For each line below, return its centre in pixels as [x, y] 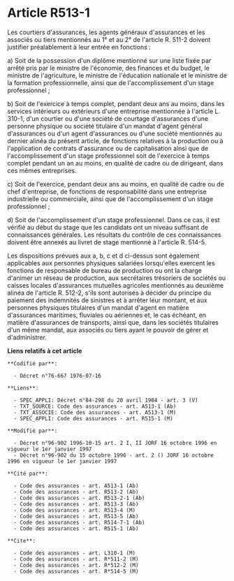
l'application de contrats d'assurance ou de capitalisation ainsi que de [108, 148]
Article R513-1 [49, 13]
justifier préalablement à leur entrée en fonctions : [79, 47]
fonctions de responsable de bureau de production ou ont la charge [105, 270]
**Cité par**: [28, 473]
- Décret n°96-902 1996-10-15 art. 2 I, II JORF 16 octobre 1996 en [115, 443]
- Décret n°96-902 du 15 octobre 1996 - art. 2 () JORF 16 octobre [114, 455]
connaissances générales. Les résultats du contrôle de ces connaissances [114, 235]
